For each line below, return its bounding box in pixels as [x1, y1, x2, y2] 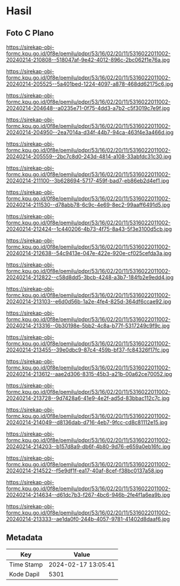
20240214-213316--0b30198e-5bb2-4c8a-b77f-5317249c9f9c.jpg [6, 322, 170, 329]
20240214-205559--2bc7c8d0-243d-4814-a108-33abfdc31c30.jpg [6, 153, 172, 160]
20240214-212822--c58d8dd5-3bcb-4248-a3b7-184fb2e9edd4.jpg [6, 274, 174, 281]
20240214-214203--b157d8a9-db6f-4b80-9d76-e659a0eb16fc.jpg [6, 443, 170, 450]
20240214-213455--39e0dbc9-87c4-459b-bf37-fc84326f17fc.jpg [6, 346, 169, 353]
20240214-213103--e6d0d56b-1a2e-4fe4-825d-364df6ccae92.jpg [6, 298, 171, 305]
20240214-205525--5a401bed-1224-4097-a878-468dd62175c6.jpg [6, 80, 173, 87]
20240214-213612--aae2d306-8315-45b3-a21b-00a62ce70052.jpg [6, 371, 172, 377]
